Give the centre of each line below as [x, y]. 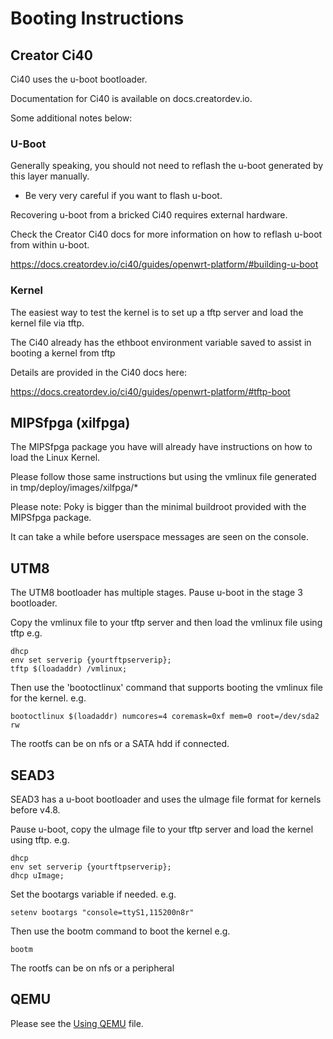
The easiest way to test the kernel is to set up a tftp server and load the [157, 312]
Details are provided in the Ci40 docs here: [99, 372]
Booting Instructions [97, 18]
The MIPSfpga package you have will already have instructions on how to [161, 447]
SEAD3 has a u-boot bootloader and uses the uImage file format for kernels [166, 799]
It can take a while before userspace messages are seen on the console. [159, 537]
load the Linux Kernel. [55, 458]
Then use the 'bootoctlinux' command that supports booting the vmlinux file [167, 688]
